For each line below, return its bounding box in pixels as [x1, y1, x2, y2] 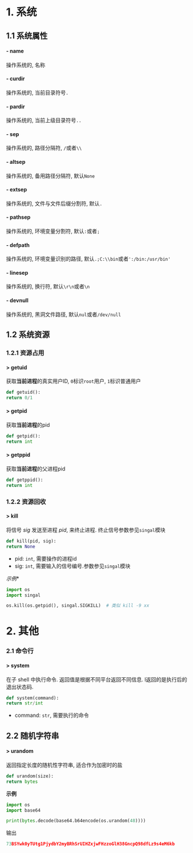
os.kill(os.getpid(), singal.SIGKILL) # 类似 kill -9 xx [6, 602, 149, 609]
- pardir [6, 103, 25, 110]
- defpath [6, 241, 30, 248]
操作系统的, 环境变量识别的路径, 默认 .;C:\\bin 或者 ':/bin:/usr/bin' [6, 255, 171, 262]
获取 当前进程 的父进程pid [6, 465, 66, 472]
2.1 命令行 [6, 647, 34, 655]
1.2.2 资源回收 [6, 498, 46, 506]
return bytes [6, 779, 38, 785]
